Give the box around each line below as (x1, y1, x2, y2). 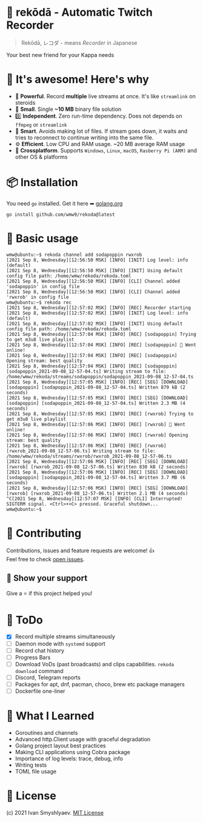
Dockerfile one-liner (15, 687, 65, 695)
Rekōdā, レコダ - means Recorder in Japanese (21, 39, 138, 46)
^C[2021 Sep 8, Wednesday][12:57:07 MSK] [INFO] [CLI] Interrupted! (6, 495, 183, 502)
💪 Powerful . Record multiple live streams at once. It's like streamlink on (15, 92, 196, 99)
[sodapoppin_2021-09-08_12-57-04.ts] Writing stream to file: (6, 368, 167, 375)
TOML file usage (15, 767, 56, 775)
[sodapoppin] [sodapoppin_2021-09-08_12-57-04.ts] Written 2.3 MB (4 (6, 400, 186, 406)
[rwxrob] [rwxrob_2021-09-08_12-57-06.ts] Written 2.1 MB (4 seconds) (6, 490, 188, 496)
